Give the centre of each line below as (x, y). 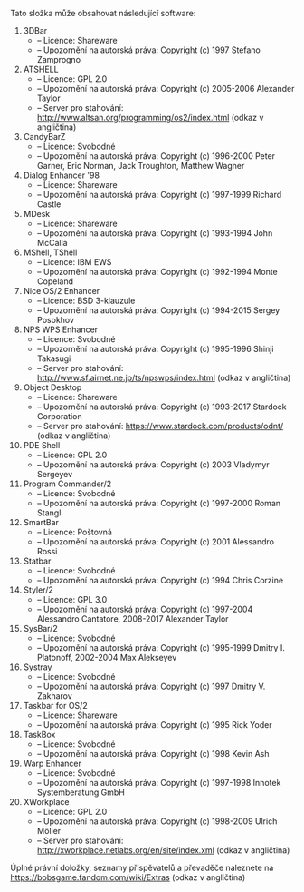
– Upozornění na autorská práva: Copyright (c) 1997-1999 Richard (159, 195)
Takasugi (54, 358)
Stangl (49, 513)
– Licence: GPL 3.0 (72, 599)
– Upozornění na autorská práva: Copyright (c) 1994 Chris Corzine (160, 580)
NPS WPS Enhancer (61, 329)
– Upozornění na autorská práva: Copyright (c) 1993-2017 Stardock (162, 407)
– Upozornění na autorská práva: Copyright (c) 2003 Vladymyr (153, 465)
